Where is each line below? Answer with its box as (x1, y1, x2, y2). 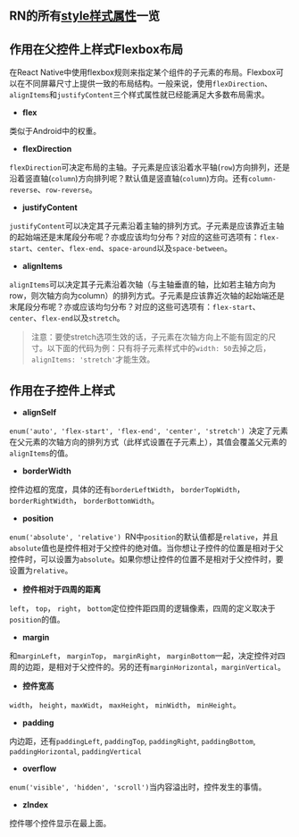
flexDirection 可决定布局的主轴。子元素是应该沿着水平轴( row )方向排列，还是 (9, 162, 290, 172)
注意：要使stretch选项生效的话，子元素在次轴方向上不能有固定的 (30, 331, 269, 342)
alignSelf (21, 407, 56, 418)
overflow (21, 763, 57, 774)
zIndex (21, 799, 49, 810)
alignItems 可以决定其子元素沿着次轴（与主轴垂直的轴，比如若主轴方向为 (9, 280, 277, 290)
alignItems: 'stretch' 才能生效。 (30, 354, 155, 364)
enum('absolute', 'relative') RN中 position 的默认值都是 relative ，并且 (9, 531, 278, 542)
